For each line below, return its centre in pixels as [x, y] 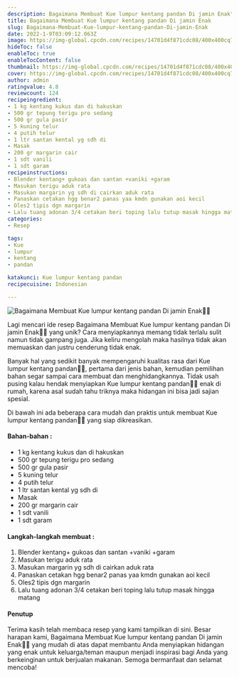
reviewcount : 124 [33, 93]
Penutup [20, 614]
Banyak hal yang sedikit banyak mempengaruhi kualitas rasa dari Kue [109, 361]
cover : [17, 73]
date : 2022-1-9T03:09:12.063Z [52, 34]
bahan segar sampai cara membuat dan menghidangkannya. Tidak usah [113, 376]
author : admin [28, 80]
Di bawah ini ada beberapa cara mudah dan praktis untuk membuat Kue [112, 412]
